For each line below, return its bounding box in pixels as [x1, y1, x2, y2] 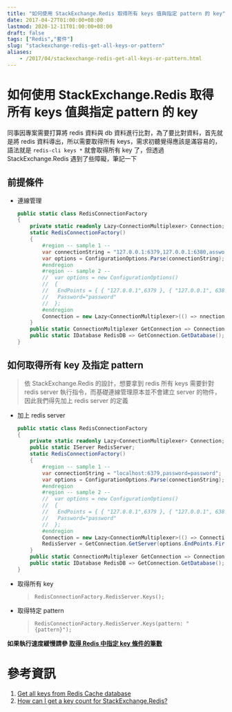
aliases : [7, 49, 32, 56]
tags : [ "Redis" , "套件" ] [7, 36, 74, 43]
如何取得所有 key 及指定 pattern [7, 359, 144, 371]
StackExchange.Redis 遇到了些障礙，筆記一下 [7, 154, 137, 162]
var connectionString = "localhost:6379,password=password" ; [42, 469, 222, 477]
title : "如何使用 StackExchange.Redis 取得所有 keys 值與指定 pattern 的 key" [7, 10, 226, 17]
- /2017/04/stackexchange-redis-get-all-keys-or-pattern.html [19, 55, 202, 62]
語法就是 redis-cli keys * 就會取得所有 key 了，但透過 [7, 146, 164, 154]
